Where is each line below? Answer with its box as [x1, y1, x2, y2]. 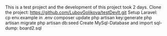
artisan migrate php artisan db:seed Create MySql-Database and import [5, 20, 153, 26]
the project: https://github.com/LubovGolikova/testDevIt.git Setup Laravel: [5, 9, 157, 15]
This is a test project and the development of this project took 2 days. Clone [5, 4, 161, 10]
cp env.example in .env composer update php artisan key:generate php [5, 15, 152, 20]
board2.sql [19, 25, 42, 31]
